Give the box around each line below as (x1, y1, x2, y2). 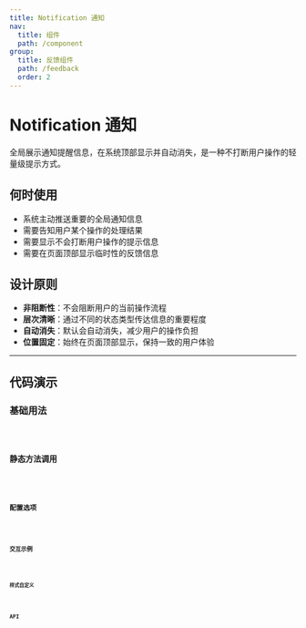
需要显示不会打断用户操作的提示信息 (22, 236, 159, 247)
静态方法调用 (9, 454, 57, 465)
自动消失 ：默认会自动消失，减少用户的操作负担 (22, 325, 199, 336)
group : (9, 47, 35, 57)
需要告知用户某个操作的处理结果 (22, 224, 143, 235)
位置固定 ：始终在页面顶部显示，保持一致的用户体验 (22, 336, 215, 347)
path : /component (17, 38, 84, 48)
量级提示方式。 (9, 158, 66, 169)
